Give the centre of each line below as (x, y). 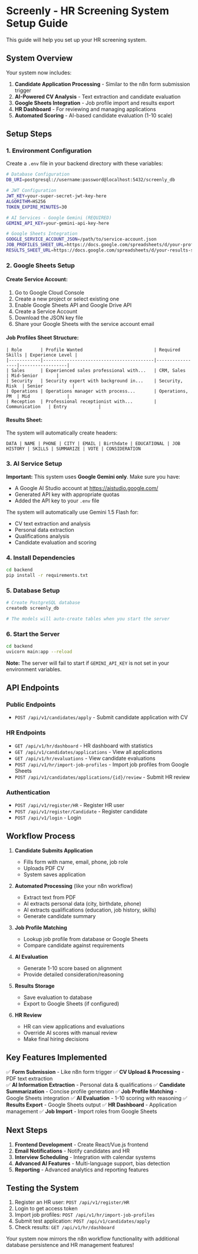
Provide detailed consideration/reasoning (73, 974)
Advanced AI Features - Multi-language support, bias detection (92, 1163)
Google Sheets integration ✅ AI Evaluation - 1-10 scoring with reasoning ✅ (97, 1098)
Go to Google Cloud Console (49, 293)
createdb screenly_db (33, 608)
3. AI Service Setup (34, 463)
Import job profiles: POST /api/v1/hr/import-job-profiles (85, 1215)
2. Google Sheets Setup (41, 265)
